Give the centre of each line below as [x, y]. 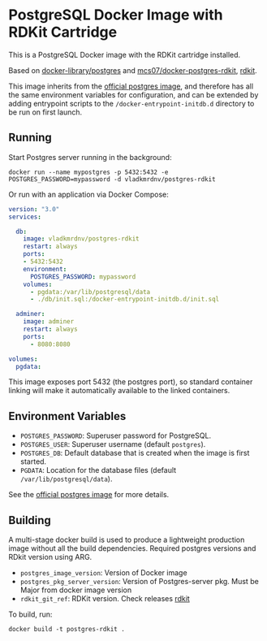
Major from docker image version [76, 590]
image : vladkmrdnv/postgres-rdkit [81, 239]
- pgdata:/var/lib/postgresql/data [90, 292]
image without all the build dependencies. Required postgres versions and [132, 548]
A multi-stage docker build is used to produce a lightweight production [127, 539]
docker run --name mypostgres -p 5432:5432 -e [88, 172]
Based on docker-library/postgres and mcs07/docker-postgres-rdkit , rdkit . [133, 70]
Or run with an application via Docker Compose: [88, 194]
